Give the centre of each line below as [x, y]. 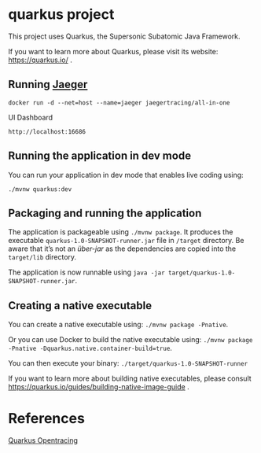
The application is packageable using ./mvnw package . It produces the [121, 232]
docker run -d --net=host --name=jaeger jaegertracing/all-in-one [119, 103]
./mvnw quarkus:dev [40, 189]
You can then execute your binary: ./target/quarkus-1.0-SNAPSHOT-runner [128, 363]
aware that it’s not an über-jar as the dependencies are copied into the [122, 249]
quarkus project [61, 15]
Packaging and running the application [105, 213]
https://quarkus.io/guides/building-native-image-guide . [99, 387]
